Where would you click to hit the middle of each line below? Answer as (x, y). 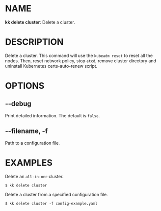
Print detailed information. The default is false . (53, 115)
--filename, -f (27, 131)
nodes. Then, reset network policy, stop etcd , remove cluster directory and (80, 61)
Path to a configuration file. (33, 143)
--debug (18, 104)
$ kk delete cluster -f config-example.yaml (51, 203)
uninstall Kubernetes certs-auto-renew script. (51, 66)
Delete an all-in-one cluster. (34, 176)
